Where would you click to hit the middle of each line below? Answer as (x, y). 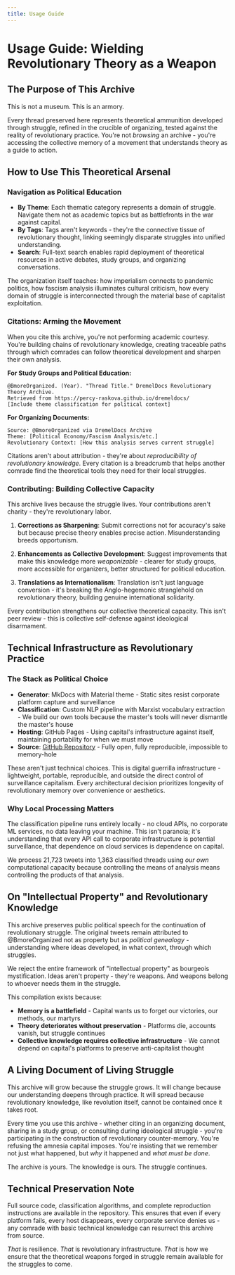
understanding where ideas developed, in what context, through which (109, 947)
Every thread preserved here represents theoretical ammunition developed (115, 120)
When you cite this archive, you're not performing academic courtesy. (108, 337)
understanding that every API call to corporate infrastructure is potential (111, 839)
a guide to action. (33, 150)
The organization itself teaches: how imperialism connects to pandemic (110, 281)
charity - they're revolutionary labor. (59, 512)
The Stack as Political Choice (58, 679)
